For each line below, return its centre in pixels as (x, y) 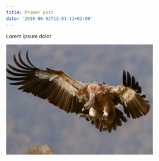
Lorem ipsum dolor (29, 36)
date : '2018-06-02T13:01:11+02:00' (50, 19)
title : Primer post (30, 12)
